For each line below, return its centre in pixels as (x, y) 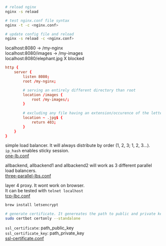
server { (23, 72)
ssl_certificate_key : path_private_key (45, 233)
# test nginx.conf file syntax (37, 20)
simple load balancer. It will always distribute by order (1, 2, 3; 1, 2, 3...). (78, 145)
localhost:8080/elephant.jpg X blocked (45, 59)
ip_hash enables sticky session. (37, 151)
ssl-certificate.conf (25, 238)
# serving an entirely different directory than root (79, 90)
